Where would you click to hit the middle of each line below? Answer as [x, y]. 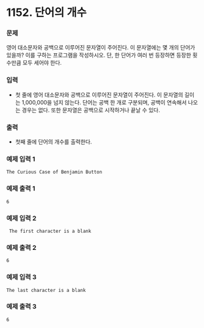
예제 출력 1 [21, 189]
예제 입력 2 [21, 218]
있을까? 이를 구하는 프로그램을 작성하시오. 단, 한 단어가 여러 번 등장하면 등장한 [99, 55]
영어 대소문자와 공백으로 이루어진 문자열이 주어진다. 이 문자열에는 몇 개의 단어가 [101, 48]
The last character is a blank [46, 290]
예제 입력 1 [21, 159]
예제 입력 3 [21, 277]
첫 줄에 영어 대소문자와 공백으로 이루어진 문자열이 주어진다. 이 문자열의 [99, 95]
